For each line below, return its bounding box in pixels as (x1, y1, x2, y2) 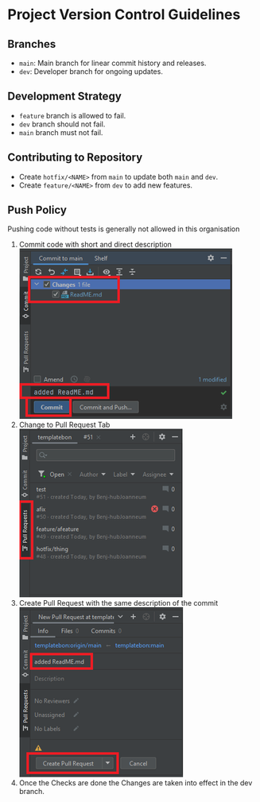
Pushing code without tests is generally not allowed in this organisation (7, 224, 240, 234)
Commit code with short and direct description (18, 240, 173, 250)
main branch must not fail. (18, 127, 103, 137)
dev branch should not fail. (18, 119, 106, 129)
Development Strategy (7, 90, 122, 103)
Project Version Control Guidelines (7, 6, 241, 24)
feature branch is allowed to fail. (18, 110, 126, 120)
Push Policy (7, 203, 67, 217)
